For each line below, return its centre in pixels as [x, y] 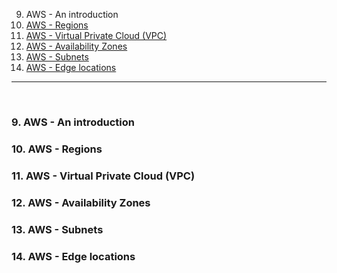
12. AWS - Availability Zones [81, 202]
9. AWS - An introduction [73, 122]
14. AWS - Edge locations [73, 256]
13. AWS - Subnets [57, 229]
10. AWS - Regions [57, 149]
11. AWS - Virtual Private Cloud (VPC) [103, 176]
